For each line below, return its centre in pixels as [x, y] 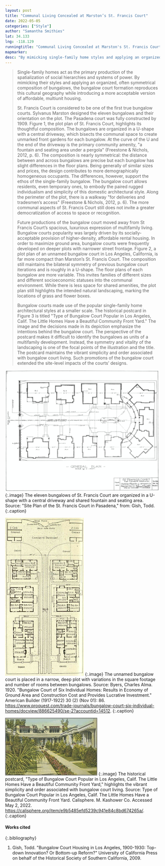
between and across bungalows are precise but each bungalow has [86, 160]
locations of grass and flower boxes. [54, 296]
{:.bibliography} [21, 838]
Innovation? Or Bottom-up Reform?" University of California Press [91, 853]
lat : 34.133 [17, 37]
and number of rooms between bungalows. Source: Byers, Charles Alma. [79, 685]
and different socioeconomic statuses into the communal [75, 280]
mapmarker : [16, 52]
